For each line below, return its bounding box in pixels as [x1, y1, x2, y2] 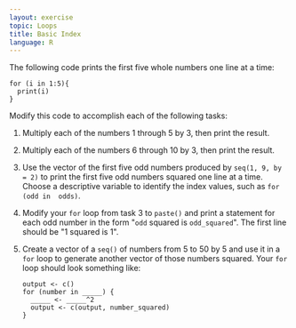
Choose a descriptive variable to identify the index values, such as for [21, 181, 280, 192]
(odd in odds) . [21, 190, 82, 201]
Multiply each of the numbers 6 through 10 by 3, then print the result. [21, 145, 276, 156]
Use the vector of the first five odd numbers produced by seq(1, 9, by [21, 162, 283, 173]
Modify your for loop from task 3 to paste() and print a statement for [21, 208, 276, 219]
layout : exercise [9, 12, 74, 22]
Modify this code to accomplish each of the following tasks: [9, 110, 228, 121]
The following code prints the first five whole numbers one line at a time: [9, 62, 275, 73]
